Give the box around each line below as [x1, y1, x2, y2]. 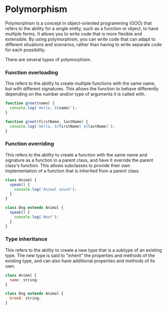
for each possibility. [5, 47, 46, 53]
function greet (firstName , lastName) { [5, 119, 88, 124]
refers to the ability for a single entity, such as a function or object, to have [5, 25, 158, 31]
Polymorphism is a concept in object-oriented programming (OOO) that [5, 20, 152, 26]
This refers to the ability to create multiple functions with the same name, [5, 80, 156, 86]
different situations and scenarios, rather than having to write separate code [5, 41, 162, 47]
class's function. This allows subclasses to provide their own [5, 162, 130, 169]
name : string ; [9, 277, 39, 282]
